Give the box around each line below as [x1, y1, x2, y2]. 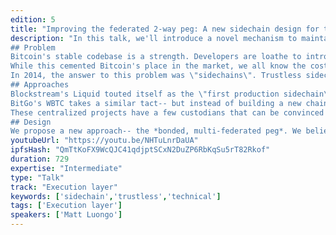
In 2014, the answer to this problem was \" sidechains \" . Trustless [10, 71, 302, 81]
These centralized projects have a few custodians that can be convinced [10, 107, 325, 118]
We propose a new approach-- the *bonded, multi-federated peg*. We [10, 126, 302, 136]
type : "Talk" [10, 172, 65, 183]
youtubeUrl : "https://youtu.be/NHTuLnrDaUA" [10, 136, 199, 146]
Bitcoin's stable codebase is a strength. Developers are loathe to [10, 52, 302, 62]
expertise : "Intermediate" [10, 163, 123, 173]
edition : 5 [10, 14, 56, 25]
